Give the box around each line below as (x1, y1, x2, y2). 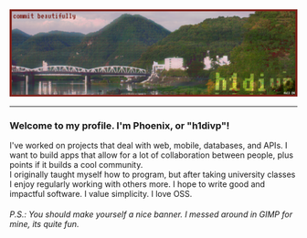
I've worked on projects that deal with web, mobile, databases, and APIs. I (9, 140, 288, 150)
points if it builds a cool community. (9, 159, 143, 170)
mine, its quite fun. (9, 219, 79, 230)
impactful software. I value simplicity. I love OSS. (9, 188, 193, 199)
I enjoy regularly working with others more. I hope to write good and (9, 178, 266, 190)
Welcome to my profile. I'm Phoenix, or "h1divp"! (9, 119, 230, 131)
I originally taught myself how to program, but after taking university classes (9, 169, 296, 180)
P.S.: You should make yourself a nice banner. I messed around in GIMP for (9, 209, 293, 220)
